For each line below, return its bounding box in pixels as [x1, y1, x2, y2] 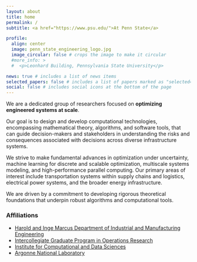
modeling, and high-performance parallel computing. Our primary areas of [6, 166, 186, 173]
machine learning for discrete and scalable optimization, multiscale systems [6, 161, 189, 168]
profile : [6, 36, 28, 42]
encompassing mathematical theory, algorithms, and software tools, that [6, 124, 181, 131]
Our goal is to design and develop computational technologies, [6, 118, 158, 125]
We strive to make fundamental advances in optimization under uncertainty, [6, 154, 189, 161]
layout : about [6, 8, 41, 15]
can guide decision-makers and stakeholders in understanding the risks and [6, 130, 190, 138]
